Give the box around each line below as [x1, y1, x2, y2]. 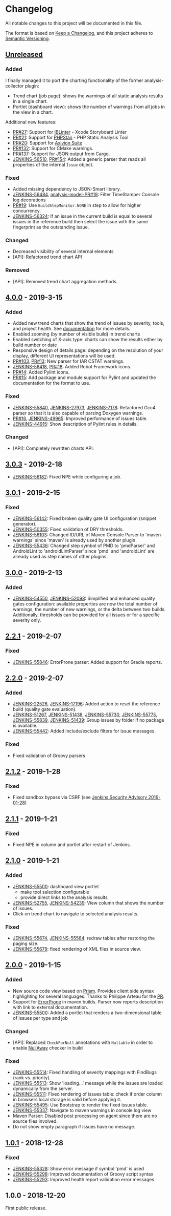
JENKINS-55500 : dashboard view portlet [12, 883, 99, 889]
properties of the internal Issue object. [12, 161, 94, 167]
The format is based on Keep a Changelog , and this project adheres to [5, 30, 153, 36]
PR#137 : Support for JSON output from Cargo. [12, 151, 110, 157]
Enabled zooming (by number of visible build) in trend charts [12, 331, 140, 337]
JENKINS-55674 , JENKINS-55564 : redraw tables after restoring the [12, 935, 155, 941]
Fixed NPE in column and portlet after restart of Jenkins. [12, 842, 131, 848]
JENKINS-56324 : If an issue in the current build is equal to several [12, 213, 153, 219]
